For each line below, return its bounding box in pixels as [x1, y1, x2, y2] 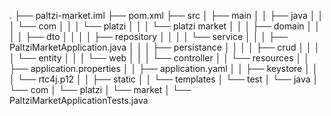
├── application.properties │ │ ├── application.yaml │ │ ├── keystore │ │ [9, 63, 319, 74]
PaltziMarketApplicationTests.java [9, 95, 149, 106]
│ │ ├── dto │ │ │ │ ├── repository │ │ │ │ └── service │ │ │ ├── [9, 31, 288, 42]
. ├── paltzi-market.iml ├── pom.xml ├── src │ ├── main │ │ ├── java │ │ [9, 10, 324, 21]
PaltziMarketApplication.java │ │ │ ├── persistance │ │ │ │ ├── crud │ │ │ [9, 41, 321, 53]
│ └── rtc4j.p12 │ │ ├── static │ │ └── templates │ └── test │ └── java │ [9, 73, 319, 85]
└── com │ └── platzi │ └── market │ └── [9, 84, 192, 95]
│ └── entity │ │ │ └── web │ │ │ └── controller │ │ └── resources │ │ [9, 52, 310, 64]
